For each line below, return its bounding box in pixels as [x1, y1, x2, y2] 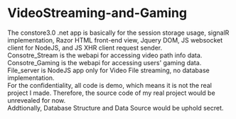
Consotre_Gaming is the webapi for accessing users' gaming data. [7, 58, 202, 67]
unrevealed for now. [7, 96, 66, 104]
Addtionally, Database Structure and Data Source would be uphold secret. [7, 103, 224, 112]
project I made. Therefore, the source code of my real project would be [7, 89, 215, 97]
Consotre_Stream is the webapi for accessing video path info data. [7, 51, 203, 59]
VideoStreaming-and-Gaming [7, 5, 187, 21]
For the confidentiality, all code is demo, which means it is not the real [7, 81, 212, 89]
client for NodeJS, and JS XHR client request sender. [7, 43, 163, 52]
